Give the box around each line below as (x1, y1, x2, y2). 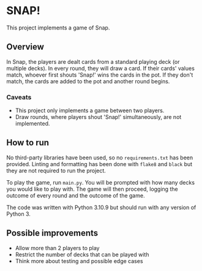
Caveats (6, 93, 32, 101)
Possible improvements (6, 228, 99, 239)
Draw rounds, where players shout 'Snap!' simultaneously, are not (15, 113, 182, 121)
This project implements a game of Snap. (6, 24, 110, 31)
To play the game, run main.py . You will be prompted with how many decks (6, 178, 195, 186)
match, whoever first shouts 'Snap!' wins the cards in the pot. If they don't (6, 71, 193, 78)
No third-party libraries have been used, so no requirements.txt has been (6, 154, 193, 161)
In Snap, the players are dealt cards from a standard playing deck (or (6, 58, 180, 65)
